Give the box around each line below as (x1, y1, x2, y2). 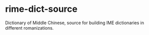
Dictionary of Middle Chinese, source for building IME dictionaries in (5, 20, 145, 26)
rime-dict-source (5, 3, 78, 15)
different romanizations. (5, 25, 54, 31)
